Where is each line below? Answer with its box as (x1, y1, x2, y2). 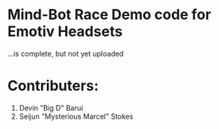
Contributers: (7, 77, 99, 95)
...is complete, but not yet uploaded (7, 49, 124, 58)
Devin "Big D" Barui (18, 103, 84, 112)
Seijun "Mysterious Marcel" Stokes (18, 111, 134, 121)
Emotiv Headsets (7, 22, 123, 41)
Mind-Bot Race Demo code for (7, 6, 212, 24)
